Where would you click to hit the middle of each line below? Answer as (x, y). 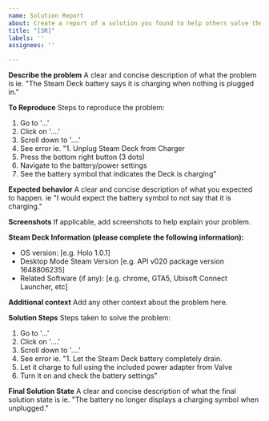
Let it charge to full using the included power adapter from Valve (126, 367)
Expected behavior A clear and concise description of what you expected (130, 189)
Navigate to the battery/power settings (83, 165)
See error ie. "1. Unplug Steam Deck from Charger (102, 149)
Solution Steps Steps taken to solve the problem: (89, 318)
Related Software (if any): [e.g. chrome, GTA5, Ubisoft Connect (124, 278)
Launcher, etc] (44, 287)
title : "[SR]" (32, 30)
